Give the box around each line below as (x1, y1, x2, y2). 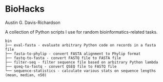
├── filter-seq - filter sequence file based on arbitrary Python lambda (5, 60, 159, 64)
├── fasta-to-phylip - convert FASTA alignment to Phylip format (5, 51, 141, 56)
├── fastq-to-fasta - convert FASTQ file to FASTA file (5, 55, 121, 61)
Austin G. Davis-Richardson (5, 20, 61, 25)
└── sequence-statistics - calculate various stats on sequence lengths (5, 68, 156, 73)
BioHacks (5, 3, 45, 15)
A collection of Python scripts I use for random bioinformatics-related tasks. (5, 29, 158, 35)
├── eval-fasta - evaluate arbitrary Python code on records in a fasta (5, 42, 156, 47)
